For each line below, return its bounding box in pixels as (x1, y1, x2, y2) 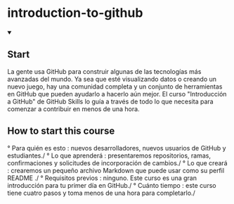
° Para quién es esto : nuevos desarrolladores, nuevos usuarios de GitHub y (7, 144, 226, 152)
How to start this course (7, 125, 115, 137)
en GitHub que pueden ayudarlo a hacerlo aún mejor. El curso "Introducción (7, 89, 227, 98)
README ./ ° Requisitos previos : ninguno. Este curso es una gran (7, 174, 197, 182)
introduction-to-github (7, 5, 143, 21)
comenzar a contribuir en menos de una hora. (7, 104, 140, 113)
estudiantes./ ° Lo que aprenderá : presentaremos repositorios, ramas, (7, 151, 212, 160)
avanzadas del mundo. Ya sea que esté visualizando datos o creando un (7, 75, 216, 83)
